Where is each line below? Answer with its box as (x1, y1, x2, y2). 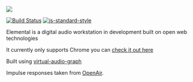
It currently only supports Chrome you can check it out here (6, 46, 154, 53)
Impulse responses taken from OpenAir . (6, 70, 104, 76)
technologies (6, 35, 38, 42)
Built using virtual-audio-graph (6, 58, 82, 65)
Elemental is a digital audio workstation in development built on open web (6, 29, 188, 35)
